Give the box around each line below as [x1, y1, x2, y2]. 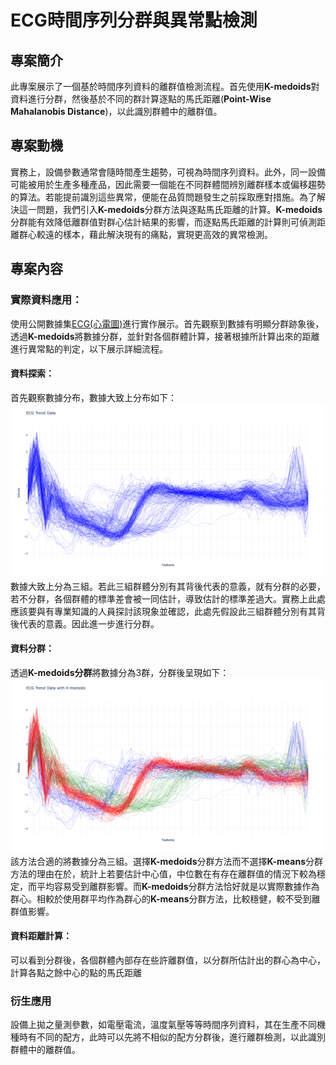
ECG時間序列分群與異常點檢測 [10, 9, 258, 32]
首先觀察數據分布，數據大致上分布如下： [10, 391, 177, 403]
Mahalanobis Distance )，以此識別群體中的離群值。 [10, 106, 223, 117]
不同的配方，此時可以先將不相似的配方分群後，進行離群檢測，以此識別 [36, 1031, 326, 1043]
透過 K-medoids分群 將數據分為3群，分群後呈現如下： [10, 666, 230, 678]
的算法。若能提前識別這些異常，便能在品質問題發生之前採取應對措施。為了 [10, 191, 317, 203]
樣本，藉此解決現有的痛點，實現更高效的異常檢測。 [62, 228, 273, 240]
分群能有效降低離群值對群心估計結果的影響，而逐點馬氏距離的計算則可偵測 [10, 216, 317, 228]
